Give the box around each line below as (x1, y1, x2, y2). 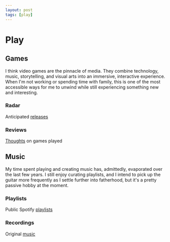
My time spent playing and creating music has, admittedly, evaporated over (5, 166, 163, 172)
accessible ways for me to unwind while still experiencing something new (5, 84, 159, 90)
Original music (5, 231, 36, 237)
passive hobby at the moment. (5, 182, 69, 188)
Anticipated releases (5, 113, 48, 119)
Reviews (5, 126, 27, 133)
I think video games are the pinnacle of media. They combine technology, (5, 68, 159, 74)
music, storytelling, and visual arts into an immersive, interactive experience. (5, 73, 165, 79)
